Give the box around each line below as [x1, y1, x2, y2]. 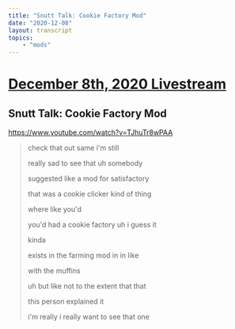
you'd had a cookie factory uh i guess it [27, 220, 157, 230]
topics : [8, 33, 34, 42]
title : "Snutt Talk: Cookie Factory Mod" [8, 11, 147, 20]
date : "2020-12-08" [8, 19, 73, 27]
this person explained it [27, 296, 104, 306]
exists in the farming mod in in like [27, 251, 139, 260]
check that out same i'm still [27, 143, 119, 153]
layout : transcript [8, 26, 73, 34]
